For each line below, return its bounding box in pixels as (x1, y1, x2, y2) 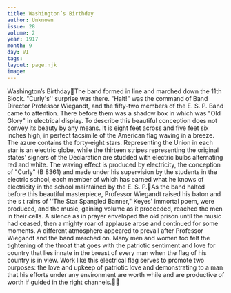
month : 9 (7, 42, 32, 49)
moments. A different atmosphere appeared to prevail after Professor (7, 226, 203, 235)
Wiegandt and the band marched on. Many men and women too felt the (7, 234, 210, 242)
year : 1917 (7, 36, 39, 43)
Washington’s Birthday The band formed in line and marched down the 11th (7, 87, 222, 95)
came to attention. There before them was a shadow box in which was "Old (7, 108, 221, 117)
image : (7, 68, 26, 75)
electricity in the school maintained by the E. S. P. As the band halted (7, 182, 205, 191)
